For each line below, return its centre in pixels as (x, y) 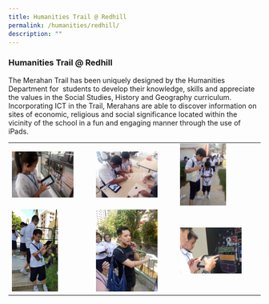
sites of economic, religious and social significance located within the (123, 114)
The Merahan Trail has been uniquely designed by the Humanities (117, 80)
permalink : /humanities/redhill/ (64, 25)
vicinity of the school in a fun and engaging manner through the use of (125, 122)
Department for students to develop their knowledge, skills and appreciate (132, 89)
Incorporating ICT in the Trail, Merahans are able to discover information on (132, 106)
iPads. (19, 131)
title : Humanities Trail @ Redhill (68, 17)
